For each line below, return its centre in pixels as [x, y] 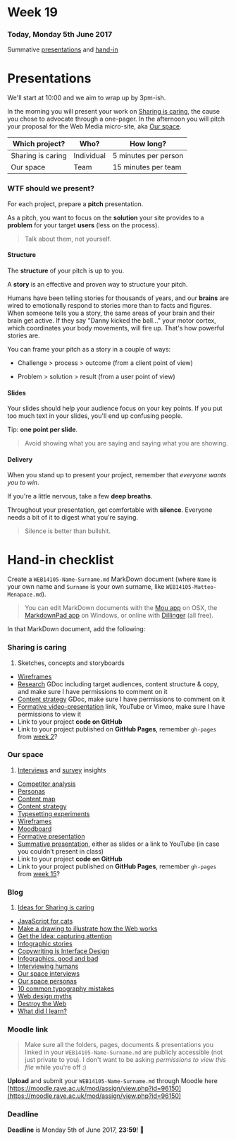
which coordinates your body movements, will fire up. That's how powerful [116, 328]
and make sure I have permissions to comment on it [92, 691]
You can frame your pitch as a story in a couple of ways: [89, 349]
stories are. [24, 335]
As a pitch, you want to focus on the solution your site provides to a [106, 217]
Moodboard [35, 829]
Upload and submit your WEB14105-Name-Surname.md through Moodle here [113, 1081]
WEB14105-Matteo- [191, 587]
